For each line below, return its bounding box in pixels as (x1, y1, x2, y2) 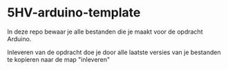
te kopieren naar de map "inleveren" (7, 55, 111, 63)
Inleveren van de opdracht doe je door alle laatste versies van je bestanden (7, 48, 221, 56)
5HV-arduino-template (7, 5, 141, 21)
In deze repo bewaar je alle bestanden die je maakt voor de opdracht (7, 27, 203, 36)
